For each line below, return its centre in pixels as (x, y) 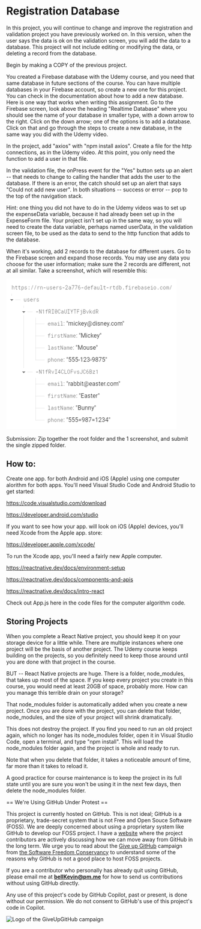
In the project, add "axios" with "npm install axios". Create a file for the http (99, 146)
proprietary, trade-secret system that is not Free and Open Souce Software (99, 820)
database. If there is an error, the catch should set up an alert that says (94, 183)
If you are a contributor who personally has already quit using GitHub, (92, 870)
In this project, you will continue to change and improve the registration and (100, 28)
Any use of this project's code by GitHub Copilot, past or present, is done (97, 895)
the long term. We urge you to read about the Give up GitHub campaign (94, 846)
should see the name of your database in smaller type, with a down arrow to (100, 115)
